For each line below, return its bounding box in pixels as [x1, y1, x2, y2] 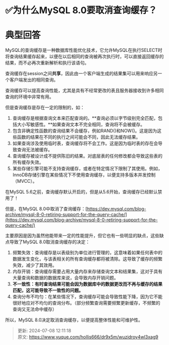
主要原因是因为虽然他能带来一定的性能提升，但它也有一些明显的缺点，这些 [5, 233, 159, 239]
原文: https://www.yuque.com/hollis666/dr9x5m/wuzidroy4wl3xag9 [17, 334, 158, 340]
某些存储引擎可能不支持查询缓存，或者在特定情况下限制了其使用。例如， [12, 166, 162, 172]
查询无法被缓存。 [17, 147, 53, 153]
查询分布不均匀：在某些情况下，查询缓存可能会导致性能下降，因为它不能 [12, 294, 162, 300]
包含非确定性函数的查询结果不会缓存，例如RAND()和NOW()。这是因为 [12, 128, 157, 134]
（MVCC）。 [12, 178, 38, 184]
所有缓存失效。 [12, 159, 44, 165]
